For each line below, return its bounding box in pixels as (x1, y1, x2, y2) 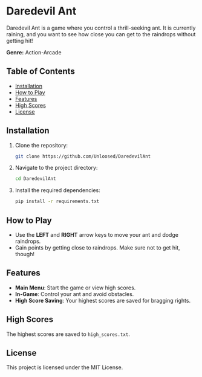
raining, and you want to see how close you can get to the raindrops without (6, 30, 196, 37)
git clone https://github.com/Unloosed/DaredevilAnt (15, 153, 151, 159)
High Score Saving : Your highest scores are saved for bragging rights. (15, 297, 191, 304)
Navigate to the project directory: (15, 164, 98, 172)
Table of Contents (6, 66, 76, 77)
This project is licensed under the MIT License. (6, 364, 123, 371)
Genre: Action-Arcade (6, 48, 62, 56)
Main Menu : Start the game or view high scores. (15, 284, 136, 291)
